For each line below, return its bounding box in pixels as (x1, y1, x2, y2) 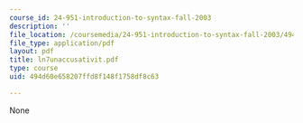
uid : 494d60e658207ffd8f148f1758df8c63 (9, 72, 160, 81)
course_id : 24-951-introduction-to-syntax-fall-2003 (9, 13, 212, 23)
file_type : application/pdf (9, 38, 115, 48)
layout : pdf (9, 47, 54, 56)
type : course (9, 64, 59, 73)
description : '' (9, 22, 70, 31)
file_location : (9, 30, 67, 39)
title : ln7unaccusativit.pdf (9, 55, 119, 64)
